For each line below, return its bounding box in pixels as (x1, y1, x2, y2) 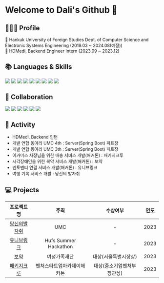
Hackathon (48, 243, 73, 250)
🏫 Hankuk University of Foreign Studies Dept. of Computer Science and (5, 37, 149, 42)
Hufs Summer (44, 237, 77, 244)
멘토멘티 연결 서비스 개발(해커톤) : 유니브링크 (12, 164, 98, 170)
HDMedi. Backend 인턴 (12, 134, 58, 140)
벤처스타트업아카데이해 (36, 263, 85, 269)
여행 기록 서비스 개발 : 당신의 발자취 (12, 171, 80, 177)
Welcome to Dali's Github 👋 (5, 4, 118, 16)
